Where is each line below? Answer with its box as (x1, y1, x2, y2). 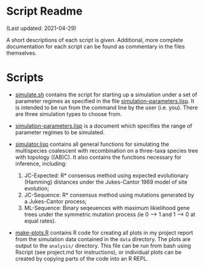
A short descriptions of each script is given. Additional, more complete (6, 36, 184, 43)
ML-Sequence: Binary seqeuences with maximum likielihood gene (24, 204, 190, 211)
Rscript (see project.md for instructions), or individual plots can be (15, 248, 182, 256)
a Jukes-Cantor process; (24, 197, 87, 205)
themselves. (6, 49, 37, 56)
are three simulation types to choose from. (15, 110, 122, 117)
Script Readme (6, 4, 83, 18)
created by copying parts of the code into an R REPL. (15, 255, 149, 262)
